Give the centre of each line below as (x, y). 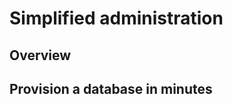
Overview (40, 55)
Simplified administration (116, 18)
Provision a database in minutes (111, 88)
